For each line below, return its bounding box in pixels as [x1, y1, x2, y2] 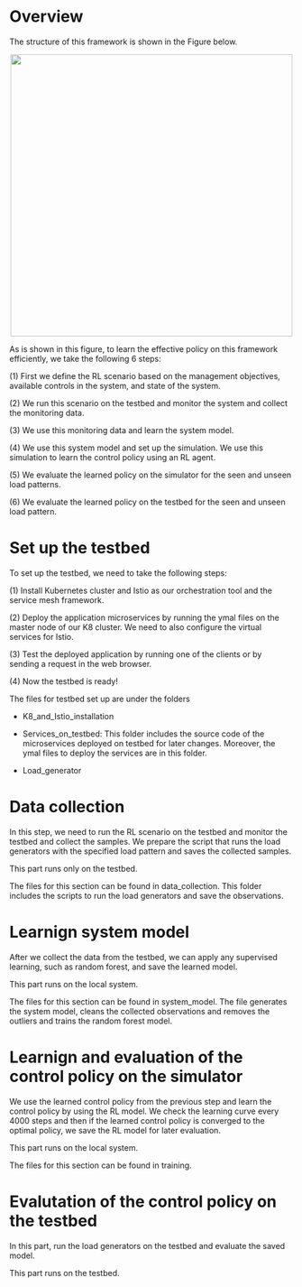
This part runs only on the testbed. [9, 863, 138, 874]
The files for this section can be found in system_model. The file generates [9, 995, 288, 1007]
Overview [9, 6, 84, 27]
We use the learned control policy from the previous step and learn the [9, 1096, 272, 1106]
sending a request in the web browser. [9, 658, 152, 669]
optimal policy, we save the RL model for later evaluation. [9, 1125, 221, 1135]
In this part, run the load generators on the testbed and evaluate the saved [9, 1240, 286, 1251]
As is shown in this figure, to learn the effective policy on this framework [9, 343, 279, 354]
